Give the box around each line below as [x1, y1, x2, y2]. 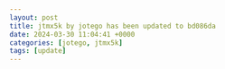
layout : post [9, 13, 59, 22]
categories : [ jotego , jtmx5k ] [9, 38, 124, 47]
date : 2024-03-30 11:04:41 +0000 [9, 30, 136, 39]
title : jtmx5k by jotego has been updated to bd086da [9, 22, 217, 30]
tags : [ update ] [9, 47, 67, 56]
